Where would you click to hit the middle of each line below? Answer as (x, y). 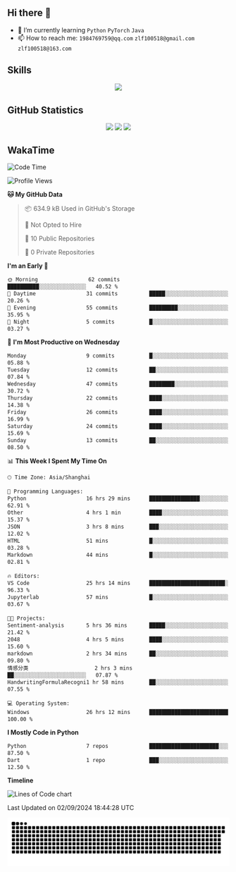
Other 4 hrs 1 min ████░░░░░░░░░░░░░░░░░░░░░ (118, 513)
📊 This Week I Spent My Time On (57, 461)
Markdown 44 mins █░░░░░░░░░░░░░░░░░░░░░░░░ (118, 555)
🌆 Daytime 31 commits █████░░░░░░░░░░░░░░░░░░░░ (118, 294)
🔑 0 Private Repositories (60, 252)
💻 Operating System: (39, 704)
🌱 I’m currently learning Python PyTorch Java (81, 30)
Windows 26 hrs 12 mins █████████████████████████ (118, 713)
